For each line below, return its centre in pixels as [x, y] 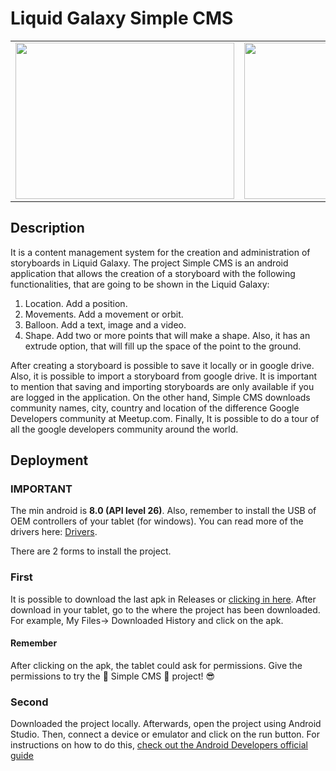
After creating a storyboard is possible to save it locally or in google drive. [162, 365]
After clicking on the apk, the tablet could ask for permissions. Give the [156, 665]
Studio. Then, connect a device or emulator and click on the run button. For [165, 734]
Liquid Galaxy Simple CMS [122, 18]
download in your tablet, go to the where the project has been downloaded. [165, 609]
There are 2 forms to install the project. [91, 551]
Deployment [49, 460]
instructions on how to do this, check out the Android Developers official [159, 745]
